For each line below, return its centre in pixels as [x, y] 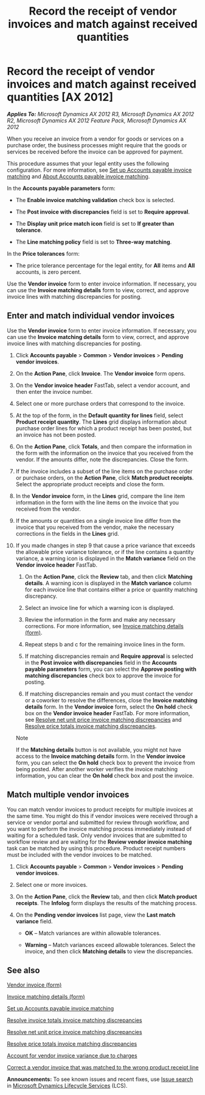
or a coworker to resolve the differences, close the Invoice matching [111, 700]
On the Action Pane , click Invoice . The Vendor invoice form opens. [101, 373]
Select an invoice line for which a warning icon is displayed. [99, 607]
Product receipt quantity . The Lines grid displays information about [101, 422]
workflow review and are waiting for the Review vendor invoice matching [99, 842]
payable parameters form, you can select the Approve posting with [110, 669]
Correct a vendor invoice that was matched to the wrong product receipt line [103, 1068]
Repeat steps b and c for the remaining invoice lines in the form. [105, 644]
